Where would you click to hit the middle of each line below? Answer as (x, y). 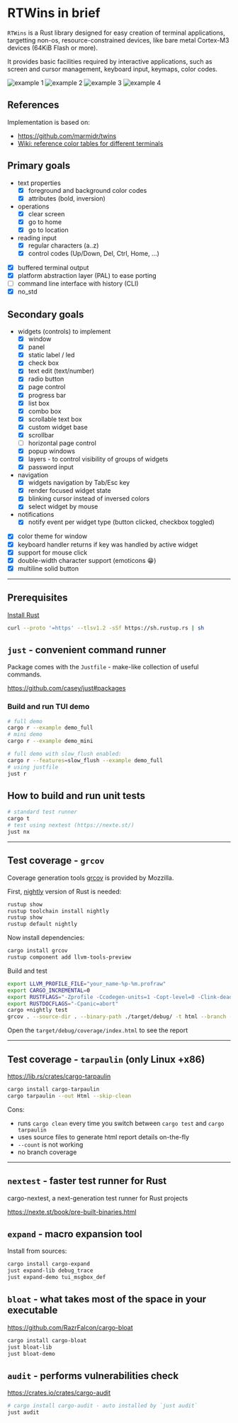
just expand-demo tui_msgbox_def (57, 1278)
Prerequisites (38, 598)
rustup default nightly (42, 924)
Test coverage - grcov (56, 860)
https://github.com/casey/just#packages (67, 688)
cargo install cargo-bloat (47, 1340)
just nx (19, 832)
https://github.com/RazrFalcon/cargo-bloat (70, 1327)
